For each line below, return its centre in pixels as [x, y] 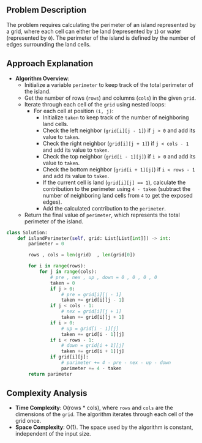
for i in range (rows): [57, 266]
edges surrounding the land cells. [49, 44]
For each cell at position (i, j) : [73, 111]
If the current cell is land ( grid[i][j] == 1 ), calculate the [114, 182]
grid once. [28, 421]
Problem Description [47, 10]
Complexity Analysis [47, 393]
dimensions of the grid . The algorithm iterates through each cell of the [104, 414]
